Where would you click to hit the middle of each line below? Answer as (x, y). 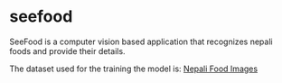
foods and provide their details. (67, 51)
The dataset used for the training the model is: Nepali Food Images (134, 69)
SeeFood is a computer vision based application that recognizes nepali (141, 41)
